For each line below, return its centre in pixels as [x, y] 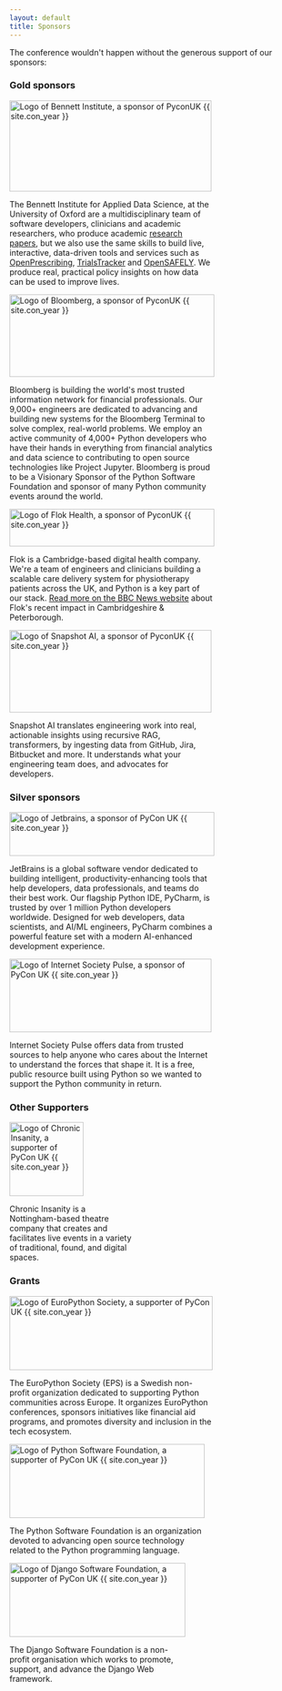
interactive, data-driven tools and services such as [105, 252]
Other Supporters [49, 1108]
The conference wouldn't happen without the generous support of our [141, 52]
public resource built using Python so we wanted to [106, 1074]
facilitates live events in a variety [70, 1238]
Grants [25, 1281]
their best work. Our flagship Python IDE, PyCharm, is [110, 898]
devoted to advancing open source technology [97, 1540]
